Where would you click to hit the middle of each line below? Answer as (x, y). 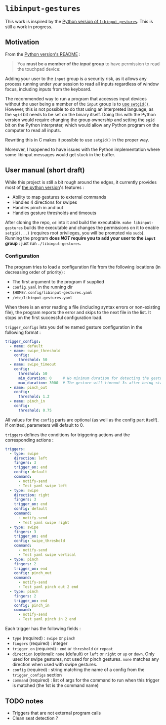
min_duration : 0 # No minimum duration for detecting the (83, 378)
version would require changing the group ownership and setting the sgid (80, 120)
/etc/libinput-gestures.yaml (42, 298)
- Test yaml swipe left (43, 486)
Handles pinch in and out (38, 207)
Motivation (22, 42)
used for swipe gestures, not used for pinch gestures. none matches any (85, 659)
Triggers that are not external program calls (57, 713)
